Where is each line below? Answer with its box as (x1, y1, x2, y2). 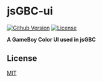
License (7, 53, 37, 64)
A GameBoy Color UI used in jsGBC (7, 36, 96, 43)
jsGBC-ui (7, 4, 53, 18)
